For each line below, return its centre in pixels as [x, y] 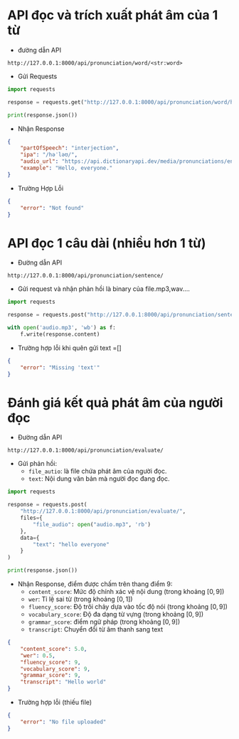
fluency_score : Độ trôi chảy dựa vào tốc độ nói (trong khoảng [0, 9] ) [128, 607]
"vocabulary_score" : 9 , [55, 669]
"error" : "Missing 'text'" [60, 367]
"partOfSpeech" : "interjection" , [70, 148]
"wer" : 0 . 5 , [38, 655]
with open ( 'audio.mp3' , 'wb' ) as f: [62, 328]
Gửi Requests [37, 76]
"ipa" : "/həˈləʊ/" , [49, 155]
